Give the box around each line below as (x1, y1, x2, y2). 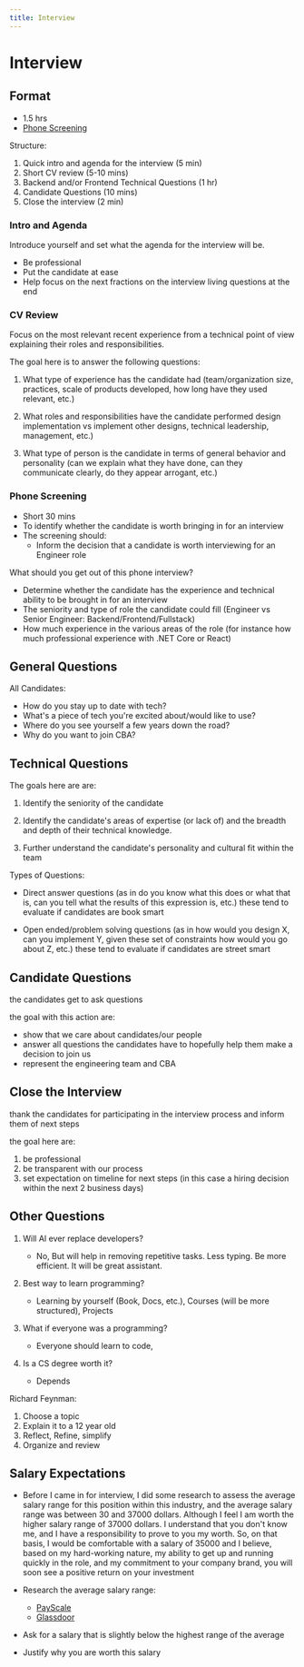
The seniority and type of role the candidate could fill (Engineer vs (22, 603, 270, 614)
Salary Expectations (9, 1465, 126, 1481)
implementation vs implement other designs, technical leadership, (22, 421, 270, 432)
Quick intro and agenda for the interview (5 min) (22, 157, 202, 168)
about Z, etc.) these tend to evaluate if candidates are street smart (22, 944, 270, 955)
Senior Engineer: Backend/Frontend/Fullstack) (22, 613, 195, 624)
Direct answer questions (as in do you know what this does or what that (22, 888, 291, 898)
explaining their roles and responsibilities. (9, 339, 165, 350)
